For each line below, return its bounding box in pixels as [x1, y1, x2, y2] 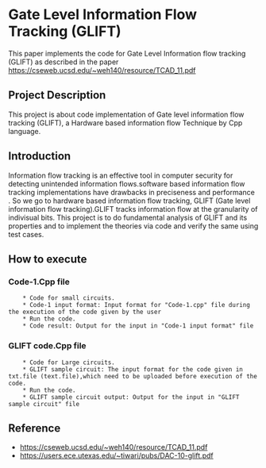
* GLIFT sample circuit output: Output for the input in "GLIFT [22, 393, 240, 401]
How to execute [8, 252, 87, 266]
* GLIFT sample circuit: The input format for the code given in [22, 365, 244, 374]
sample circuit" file [8, 400, 80, 408]
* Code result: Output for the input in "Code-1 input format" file [22, 322, 254, 330]
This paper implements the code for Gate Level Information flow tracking [8, 48, 246, 58]
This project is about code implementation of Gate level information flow [8, 109, 245, 119]
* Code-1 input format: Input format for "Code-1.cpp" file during [22, 301, 250, 309]
